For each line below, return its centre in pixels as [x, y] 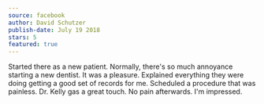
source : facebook [37, 15]
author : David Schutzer [47, 23]
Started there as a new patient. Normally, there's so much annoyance [121, 66]
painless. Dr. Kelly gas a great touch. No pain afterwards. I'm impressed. [125, 91]
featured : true [33, 45]
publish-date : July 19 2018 [54, 30]
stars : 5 [22, 37]
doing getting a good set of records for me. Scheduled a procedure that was [132, 84]
